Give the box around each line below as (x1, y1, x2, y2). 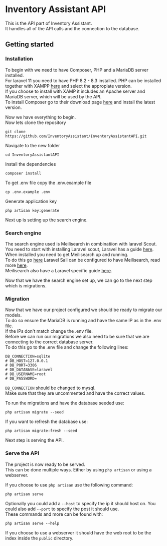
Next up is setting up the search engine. (5, 217, 88, 223)
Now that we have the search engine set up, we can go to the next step (5, 277, 152, 283)
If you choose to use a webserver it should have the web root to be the (5, 529, 151, 535)
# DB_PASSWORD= (5, 376, 37, 381)
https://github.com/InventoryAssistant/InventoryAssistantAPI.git (5, 134, 147, 139)
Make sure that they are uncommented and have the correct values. (5, 390, 145, 396)
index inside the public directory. (5, 535, 74, 541)
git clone (5, 129, 26, 134)
